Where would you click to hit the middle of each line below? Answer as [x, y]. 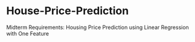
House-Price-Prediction [68, 11]
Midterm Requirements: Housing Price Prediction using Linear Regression [97, 27]
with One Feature [28, 33]
